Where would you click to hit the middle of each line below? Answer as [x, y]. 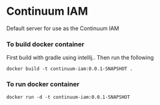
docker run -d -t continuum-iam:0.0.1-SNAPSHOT [68, 97]
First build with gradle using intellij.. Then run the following [80, 58]
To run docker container [43, 84]
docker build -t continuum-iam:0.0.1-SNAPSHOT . [70, 69]
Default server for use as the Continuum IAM [63, 28]
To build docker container [45, 44]
